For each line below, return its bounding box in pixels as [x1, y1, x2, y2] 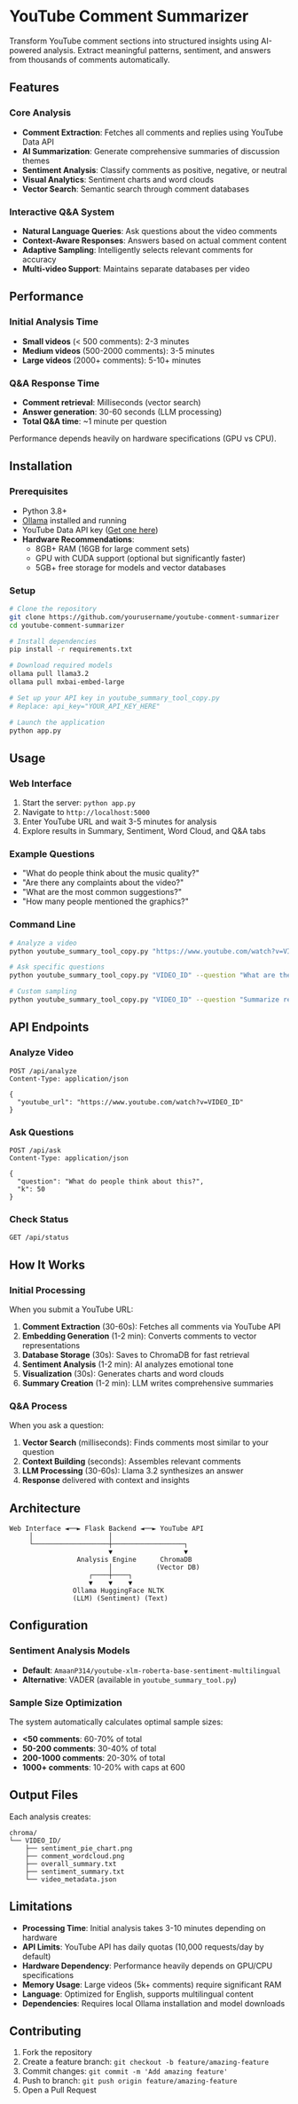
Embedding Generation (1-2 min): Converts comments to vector [21, 1331, 257, 1341]
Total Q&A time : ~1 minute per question [21, 415, 167, 427]
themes [21, 155, 51, 166]
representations [21, 1339, 81, 1350]
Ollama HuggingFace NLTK [72, 1586, 165, 1595]
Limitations [9, 1899, 73, 1914]
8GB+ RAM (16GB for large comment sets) [35, 543, 191, 553]
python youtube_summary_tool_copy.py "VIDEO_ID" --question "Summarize [9, 995, 279, 1004]
